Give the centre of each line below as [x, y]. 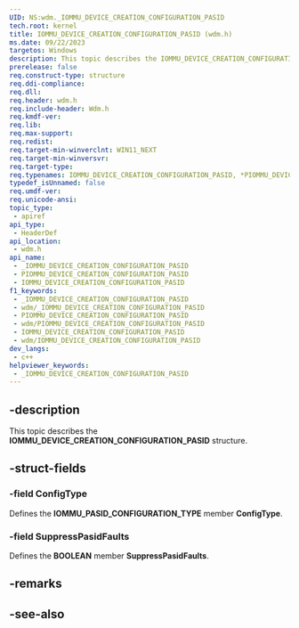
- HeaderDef [35, 232]
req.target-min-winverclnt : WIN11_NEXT [83, 150]
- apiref [29, 216]
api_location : [36, 241]
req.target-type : [41, 167]
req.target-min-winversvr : [59, 158]
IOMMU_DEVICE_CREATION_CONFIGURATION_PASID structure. [128, 441]
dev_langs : [29, 348]
